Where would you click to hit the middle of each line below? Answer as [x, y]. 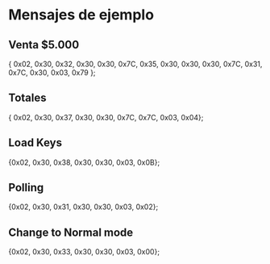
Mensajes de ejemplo [81, 15]
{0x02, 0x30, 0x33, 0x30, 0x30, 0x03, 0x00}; [84, 252]
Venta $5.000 [44, 45]
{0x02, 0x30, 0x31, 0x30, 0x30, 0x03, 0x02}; [83, 207]
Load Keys [35, 143]
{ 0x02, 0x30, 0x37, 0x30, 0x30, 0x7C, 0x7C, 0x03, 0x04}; [106, 117]
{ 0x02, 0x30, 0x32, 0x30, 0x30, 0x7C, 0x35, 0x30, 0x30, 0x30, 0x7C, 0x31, [135, 64]
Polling [26, 188]
